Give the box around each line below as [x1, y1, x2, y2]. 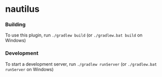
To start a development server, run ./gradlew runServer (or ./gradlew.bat [5, 61, 157, 67]
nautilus [5, 3, 40, 15]
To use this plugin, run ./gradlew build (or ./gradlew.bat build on [5, 32, 143, 38]
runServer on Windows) [5, 66, 54, 72]
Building [5, 21, 26, 28]
